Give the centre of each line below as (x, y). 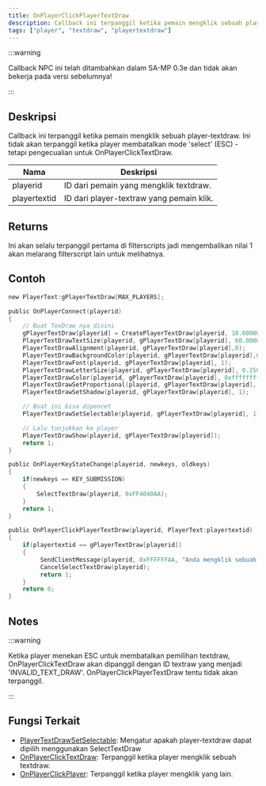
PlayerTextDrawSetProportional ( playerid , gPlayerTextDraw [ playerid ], (140, 385)
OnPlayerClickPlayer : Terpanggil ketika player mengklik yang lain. (126, 773)
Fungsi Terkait (44, 721)
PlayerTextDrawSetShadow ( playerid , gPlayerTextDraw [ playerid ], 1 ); (136, 393)
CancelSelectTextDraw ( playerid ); (95, 567)
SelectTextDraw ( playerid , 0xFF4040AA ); (103, 494)
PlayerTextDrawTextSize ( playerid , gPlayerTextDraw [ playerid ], (127, 341)
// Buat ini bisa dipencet (67, 407)
